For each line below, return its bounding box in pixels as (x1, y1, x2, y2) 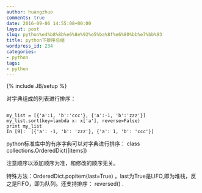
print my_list (6, 123, 43, 129)
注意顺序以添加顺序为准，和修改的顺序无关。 (6, 159, 119, 167)
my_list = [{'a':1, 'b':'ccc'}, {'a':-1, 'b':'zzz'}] (6, 112, 146, 119)
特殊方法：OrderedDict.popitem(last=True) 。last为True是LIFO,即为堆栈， (6, 172, 191, 180)
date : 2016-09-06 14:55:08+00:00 (6, 20, 92, 26)
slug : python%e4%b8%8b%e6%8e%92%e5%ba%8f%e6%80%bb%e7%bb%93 (6, 32, 163, 38)
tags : (6, 60, 20, 66)
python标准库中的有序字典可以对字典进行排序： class (6, 140, 140, 147)
